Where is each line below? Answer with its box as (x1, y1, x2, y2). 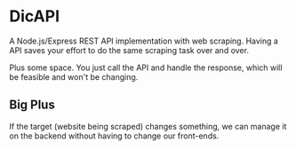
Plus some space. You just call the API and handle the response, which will (9, 62, 283, 73)
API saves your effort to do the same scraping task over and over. (9, 44, 249, 55)
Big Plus (9, 98, 55, 113)
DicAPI (9, 6, 60, 27)
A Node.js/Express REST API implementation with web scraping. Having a (9, 36, 278, 46)
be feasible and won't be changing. (9, 71, 139, 82)
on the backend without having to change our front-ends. (9, 130, 220, 141)
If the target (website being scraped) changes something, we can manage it (9, 121, 287, 131)
